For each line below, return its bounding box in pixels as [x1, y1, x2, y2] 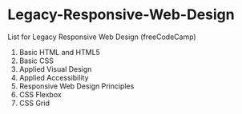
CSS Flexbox [18, 89, 62, 99]
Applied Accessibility [18, 73, 89, 82]
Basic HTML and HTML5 [18, 47, 101, 57]
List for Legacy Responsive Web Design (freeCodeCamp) [7, 32, 197, 41]
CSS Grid [18, 98, 50, 108]
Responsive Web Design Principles [18, 81, 135, 91]
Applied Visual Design [18, 64, 92, 73]
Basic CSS [18, 56, 54, 65]
